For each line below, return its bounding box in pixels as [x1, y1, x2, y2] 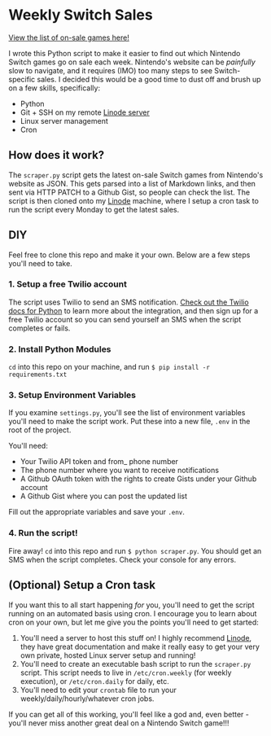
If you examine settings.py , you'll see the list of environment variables [8, 408, 246, 418]
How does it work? [8, 148, 105, 162]
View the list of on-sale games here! [8, 33, 130, 42]
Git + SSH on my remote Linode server [20, 107, 151, 117]
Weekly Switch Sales [8, 6, 153, 24]
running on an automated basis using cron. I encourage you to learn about [8, 608, 257, 618]
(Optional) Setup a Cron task [8, 578, 156, 592]
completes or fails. [8, 323, 71, 333]
